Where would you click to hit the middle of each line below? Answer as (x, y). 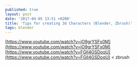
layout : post (18, 14)
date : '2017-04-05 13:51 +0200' (38, 19)
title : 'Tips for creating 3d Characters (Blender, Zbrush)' (69, 23)
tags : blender (20, 28)
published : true (22, 10)
